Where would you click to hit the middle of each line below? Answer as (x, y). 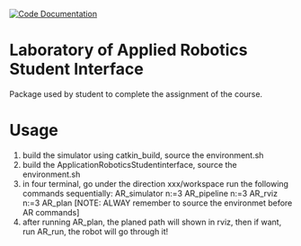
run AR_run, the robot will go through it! (95, 231)
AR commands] (51, 212)
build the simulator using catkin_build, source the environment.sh (143, 155)
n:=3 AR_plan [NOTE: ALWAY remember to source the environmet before (157, 203)
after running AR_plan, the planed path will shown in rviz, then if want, (152, 222)
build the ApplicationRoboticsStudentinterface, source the (129, 164)
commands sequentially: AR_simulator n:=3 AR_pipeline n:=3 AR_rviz (150, 193)
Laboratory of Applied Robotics (128, 50)
